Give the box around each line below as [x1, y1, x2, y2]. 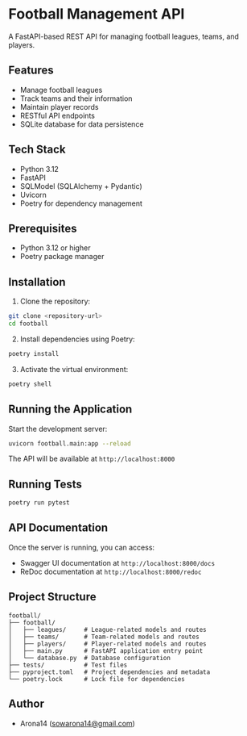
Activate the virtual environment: [19, 364, 129, 374]
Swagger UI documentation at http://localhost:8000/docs [19, 558, 216, 567]
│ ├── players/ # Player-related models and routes [8, 639, 207, 648]
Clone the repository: [19, 296, 91, 307]
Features [8, 64, 54, 77]
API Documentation [8, 521, 109, 535]
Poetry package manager [19, 252, 105, 261]
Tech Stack [8, 143, 66, 157]
